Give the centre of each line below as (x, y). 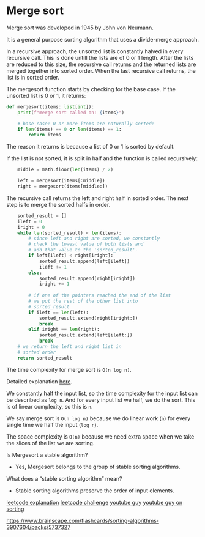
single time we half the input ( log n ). (52, 424)
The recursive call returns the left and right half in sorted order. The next (98, 198)
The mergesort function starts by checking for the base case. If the (91, 89)
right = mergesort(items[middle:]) (63, 187)
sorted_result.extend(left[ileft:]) (86, 335)
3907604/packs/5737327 (39, 527)
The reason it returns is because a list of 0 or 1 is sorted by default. (91, 147)
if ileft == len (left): (58, 313)
